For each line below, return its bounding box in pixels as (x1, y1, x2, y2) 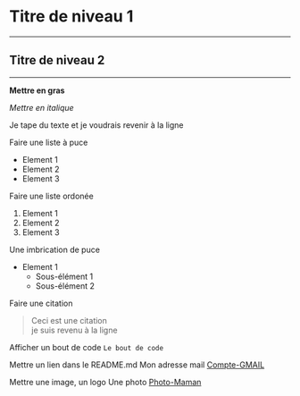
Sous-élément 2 (35, 280, 96, 291)
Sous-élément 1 (35, 271, 94, 282)
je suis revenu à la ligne (30, 324, 118, 335)
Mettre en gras (9, 85, 65, 96)
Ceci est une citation (30, 315, 107, 325)
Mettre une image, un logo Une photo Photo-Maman (9, 376, 202, 387)
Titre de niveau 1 (9, 6, 134, 27)
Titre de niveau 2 (9, 53, 105, 68)
